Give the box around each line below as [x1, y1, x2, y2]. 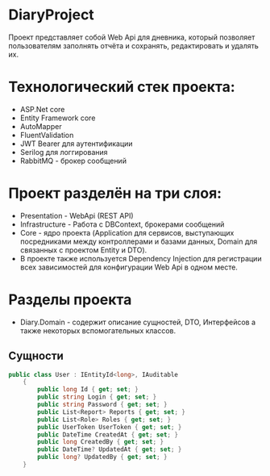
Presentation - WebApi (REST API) [19, 211, 135, 220]
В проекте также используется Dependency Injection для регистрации [19, 253, 262, 263]
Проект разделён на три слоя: [8, 184, 222, 203]
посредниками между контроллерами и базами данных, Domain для [19, 236, 258, 246]
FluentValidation [19, 130, 74, 140]
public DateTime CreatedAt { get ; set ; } [37, 430, 179, 439]
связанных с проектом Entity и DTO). [19, 244, 147, 255]
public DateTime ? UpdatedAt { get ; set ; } [37, 445, 182, 453]
